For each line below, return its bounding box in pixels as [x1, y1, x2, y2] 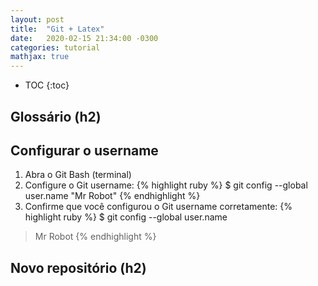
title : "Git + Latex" [10, 24, 105, 34]
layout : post [10, 14, 65, 25]
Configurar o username [10, 142, 159, 159]
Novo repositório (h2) [10, 259, 147, 276]
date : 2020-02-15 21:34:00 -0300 [10, 33, 159, 43]
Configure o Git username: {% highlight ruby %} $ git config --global [24, 179, 308, 191]
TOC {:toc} [24, 79, 70, 91]
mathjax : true [10, 52, 70, 62]
